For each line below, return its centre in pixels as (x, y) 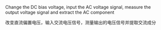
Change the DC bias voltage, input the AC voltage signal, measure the (78, 7)
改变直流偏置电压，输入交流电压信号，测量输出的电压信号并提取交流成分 (80, 22)
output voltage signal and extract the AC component (60, 12)
